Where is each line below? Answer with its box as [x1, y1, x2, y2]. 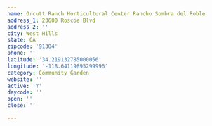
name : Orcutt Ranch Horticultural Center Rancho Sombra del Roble [7, 10, 206, 18]
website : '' [7, 75, 42, 83]
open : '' [7, 96, 33, 103]
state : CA [7, 37, 37, 44]
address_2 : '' [7, 23, 49, 30]
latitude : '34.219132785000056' [7, 56, 102, 63]
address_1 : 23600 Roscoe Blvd [7, 17, 96, 24]
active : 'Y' [7, 82, 42, 89]
